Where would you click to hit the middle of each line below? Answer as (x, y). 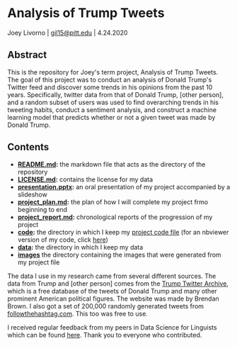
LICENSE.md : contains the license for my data (85, 179)
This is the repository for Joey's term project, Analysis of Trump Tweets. (113, 72)
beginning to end (42, 209)
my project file (39, 262)
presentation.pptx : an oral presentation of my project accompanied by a (124, 186)
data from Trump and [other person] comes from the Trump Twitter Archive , (118, 283)
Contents (28, 147)
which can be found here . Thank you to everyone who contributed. (105, 335)
